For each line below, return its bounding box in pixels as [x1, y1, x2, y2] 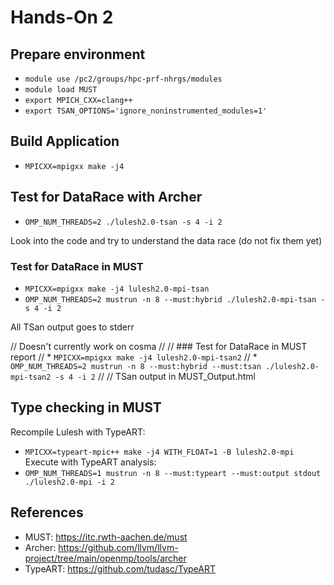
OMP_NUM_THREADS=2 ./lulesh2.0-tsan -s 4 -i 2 [24, 217, 223, 227]
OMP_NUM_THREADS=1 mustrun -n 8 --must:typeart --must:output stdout [24, 468, 322, 478]
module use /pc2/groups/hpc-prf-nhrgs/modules [24, 74, 223, 84]
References [10, 504, 84, 521]
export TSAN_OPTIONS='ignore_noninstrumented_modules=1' [24, 106, 268, 116]
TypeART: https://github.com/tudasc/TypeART [24, 562, 216, 575]
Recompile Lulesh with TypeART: [10, 426, 146, 438]
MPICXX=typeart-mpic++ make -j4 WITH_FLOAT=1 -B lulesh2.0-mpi [24, 447, 295, 457]
